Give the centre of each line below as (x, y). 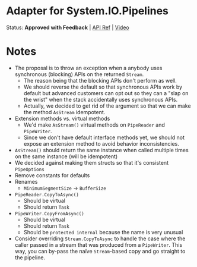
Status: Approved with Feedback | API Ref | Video (68, 27)
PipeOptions (29, 169)
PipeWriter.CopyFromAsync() (49, 213)
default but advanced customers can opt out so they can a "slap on (106, 93)
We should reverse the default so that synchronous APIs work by (103, 87)
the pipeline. (30, 257)
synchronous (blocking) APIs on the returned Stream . (79, 74)
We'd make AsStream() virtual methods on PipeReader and (94, 125)
